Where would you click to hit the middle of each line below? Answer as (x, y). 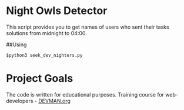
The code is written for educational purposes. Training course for (85, 94)
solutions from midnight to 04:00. (46, 33)
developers (20, 101)
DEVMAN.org (54, 101)
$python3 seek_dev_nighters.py (44, 55)
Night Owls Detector (57, 11)
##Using (16, 44)
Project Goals (40, 79)
